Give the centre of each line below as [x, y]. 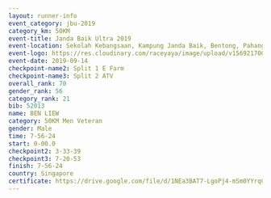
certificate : [30, 181]
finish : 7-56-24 [35, 166]
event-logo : [28, 53]
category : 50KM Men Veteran [56, 121]
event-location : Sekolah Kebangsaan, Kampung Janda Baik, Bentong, [124, 46]
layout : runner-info [43, 16]
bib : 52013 [27, 106]
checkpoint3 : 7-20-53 [45, 158]
